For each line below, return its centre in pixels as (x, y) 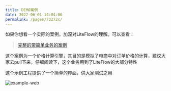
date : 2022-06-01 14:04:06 (34, 15)
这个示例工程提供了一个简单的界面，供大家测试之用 (59, 73)
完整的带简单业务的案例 (42, 45)
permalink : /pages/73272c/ (34, 19)
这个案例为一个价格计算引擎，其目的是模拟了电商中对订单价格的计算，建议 (83, 56)
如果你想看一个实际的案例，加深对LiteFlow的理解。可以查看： (70, 34)
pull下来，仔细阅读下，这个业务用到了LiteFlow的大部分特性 (76, 62)
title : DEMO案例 (22, 10)
